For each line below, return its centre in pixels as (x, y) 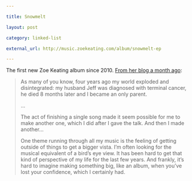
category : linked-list (34, 38)
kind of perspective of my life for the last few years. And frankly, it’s (102, 160)
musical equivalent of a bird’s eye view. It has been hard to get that (101, 153)
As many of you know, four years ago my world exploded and (95, 82)
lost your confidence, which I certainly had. (73, 172)
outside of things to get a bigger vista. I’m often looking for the (96, 147)
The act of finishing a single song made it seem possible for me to (100, 117)
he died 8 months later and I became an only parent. (84, 94)
